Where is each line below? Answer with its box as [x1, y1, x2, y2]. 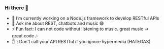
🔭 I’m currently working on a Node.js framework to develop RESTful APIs [11, 16, 160, 21]
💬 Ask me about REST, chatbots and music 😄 [11, 20, 104, 26]
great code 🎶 [11, 33, 38, 39]
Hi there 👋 [4, 4, 29, 11]
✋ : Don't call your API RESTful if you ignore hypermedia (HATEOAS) [11, 39, 151, 45]
